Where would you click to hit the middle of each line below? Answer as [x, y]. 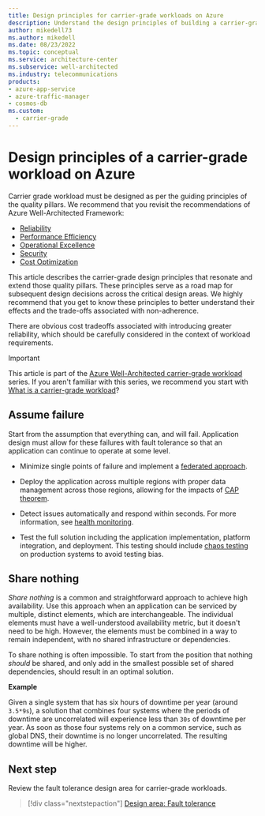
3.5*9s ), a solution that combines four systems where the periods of [119, 711]
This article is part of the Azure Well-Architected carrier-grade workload [125, 373]
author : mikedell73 [40, 30]
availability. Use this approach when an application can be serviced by [123, 606]
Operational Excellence [57, 245]
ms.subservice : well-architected [63, 67]
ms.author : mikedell [42, 38]
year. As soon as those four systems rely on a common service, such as [125, 728]
